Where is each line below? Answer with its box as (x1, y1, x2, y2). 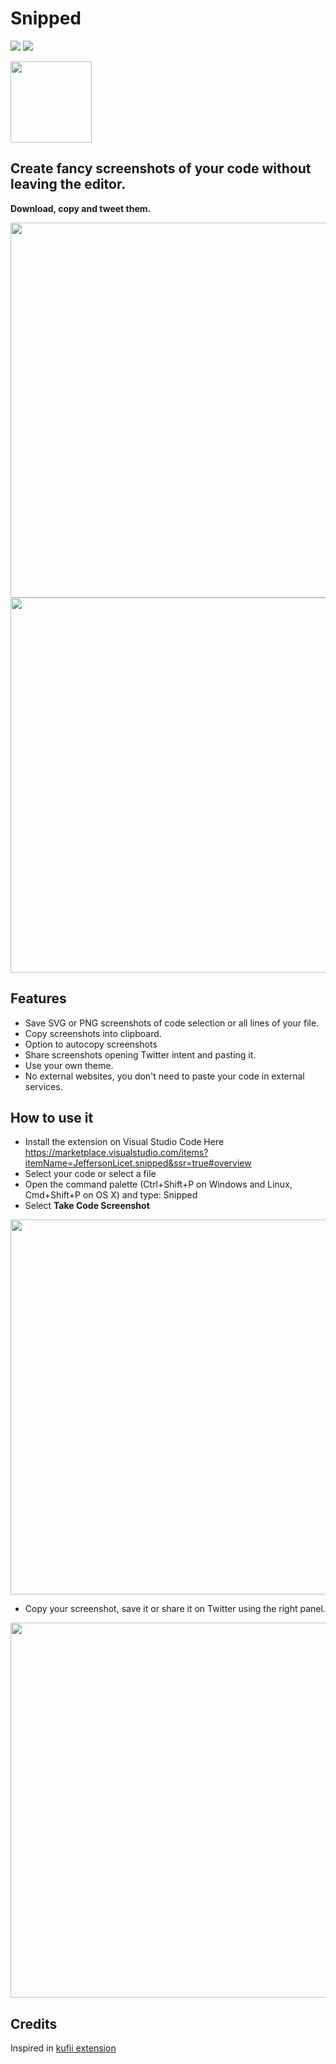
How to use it (10, 1109, 94, 1126)
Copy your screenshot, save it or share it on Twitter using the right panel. (24, 1603, 326, 1615)
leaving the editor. (10, 176, 127, 193)
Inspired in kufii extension (10, 2042, 117, 2054)
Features (10, 990, 67, 1007)
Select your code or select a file (24, 1168, 157, 1180)
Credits (10, 2015, 58, 2032)
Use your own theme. (24, 1059, 114, 1071)
